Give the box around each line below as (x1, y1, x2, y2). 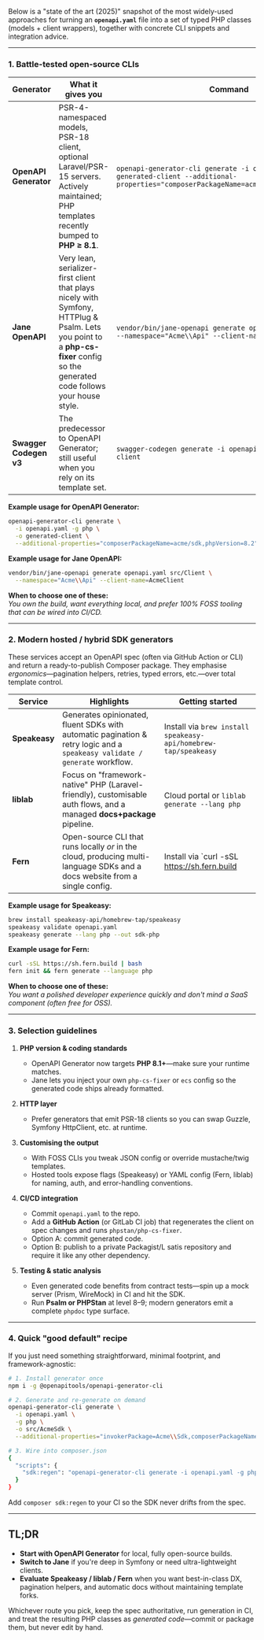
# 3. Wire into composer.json (8, 1446, 108, 1455)
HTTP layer (19, 1098, 57, 1109)
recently (58, 220, 89, 231)
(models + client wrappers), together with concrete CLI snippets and (8, 24, 230, 32)
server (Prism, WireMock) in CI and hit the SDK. (31, 1289, 186, 1298)
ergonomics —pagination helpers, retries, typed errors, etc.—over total (8, 668, 236, 678)
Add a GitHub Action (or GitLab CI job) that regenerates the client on (31, 1216, 254, 1227)
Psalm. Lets (58, 322, 101, 333)
